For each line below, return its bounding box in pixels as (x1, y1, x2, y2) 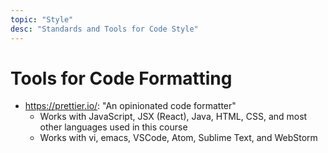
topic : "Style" (10, 14, 74, 25)
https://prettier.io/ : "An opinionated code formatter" (24, 100, 237, 112)
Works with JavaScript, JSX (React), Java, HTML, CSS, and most (39, 111, 308, 123)
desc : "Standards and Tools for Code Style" (10, 24, 199, 34)
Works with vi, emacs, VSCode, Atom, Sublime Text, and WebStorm (39, 132, 318, 144)
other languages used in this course (39, 121, 188, 133)
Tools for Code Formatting (10, 67, 233, 90)
